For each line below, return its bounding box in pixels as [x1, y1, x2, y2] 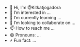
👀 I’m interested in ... [9, 10, 51, 15]
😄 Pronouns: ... [9, 32, 41, 38]
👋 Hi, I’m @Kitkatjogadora [9, 5, 61, 10]
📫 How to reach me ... [9, 25, 55, 31]
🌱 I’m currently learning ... [9, 15, 62, 20]
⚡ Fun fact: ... [9, 37, 36, 43]
